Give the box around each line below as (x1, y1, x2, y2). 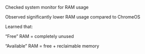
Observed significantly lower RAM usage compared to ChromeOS (5, 14, 140, 19)
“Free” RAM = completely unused (5, 33, 74, 39)
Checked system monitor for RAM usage (5, 4, 89, 10)
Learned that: (5, 23, 33, 29)
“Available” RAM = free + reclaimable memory (5, 43, 99, 49)
